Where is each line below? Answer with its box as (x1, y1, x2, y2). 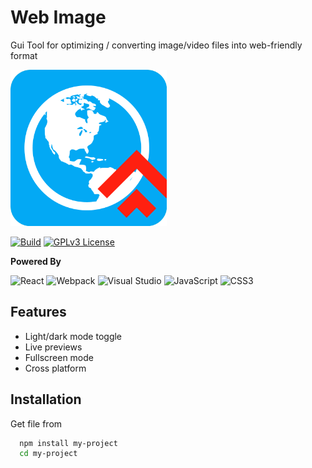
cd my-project (19, 449, 78, 459)
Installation (10, 391, 82, 408)
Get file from (10, 417, 63, 430)
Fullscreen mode (24, 351, 95, 363)
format (10, 49, 38, 61)
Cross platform (24, 362, 87, 374)
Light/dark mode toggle (24, 330, 123, 342)
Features (10, 304, 67, 321)
